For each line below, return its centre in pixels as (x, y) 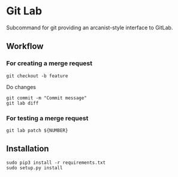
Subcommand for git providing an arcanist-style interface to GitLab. (90, 28)
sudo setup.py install (34, 168)
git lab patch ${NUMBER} (37, 130)
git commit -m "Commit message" (46, 98)
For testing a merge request (47, 118)
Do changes (21, 87)
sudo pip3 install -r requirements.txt (56, 163)
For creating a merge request (49, 63)
